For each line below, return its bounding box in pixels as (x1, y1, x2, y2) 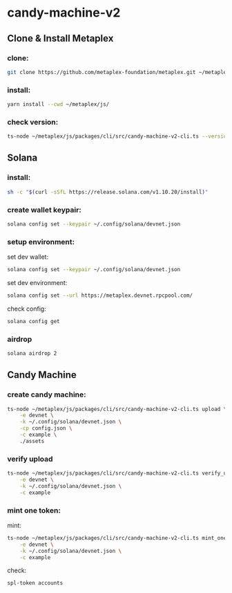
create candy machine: (7, 390, 86, 399)
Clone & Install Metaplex (7, 33, 114, 44)
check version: (7, 117, 59, 127)
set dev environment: (7, 279, 68, 286)
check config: (7, 304, 46, 313)
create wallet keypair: (7, 205, 81, 215)
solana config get (7, 318, 60, 325)
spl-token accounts (7, 580, 64, 587)
